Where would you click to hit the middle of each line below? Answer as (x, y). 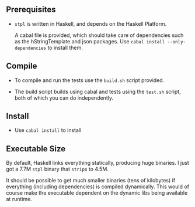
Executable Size (36, 149)
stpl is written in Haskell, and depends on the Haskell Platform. (90, 23)
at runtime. (19, 199)
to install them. (65, 47)
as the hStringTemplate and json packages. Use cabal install (90, 41)
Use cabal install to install (48, 130)
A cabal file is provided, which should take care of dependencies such (99, 35)
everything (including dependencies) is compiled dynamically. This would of (98, 186)
